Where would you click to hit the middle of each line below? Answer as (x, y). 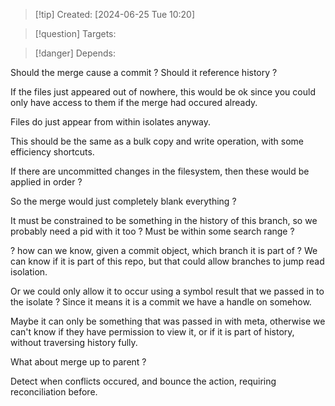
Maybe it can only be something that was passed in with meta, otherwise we (168, 321)
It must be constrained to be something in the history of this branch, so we (164, 220)
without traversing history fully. (74, 342)
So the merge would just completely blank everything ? (123, 201)
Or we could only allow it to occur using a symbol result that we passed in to (167, 291)
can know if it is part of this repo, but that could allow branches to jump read (167, 261)
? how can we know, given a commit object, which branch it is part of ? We (164, 250)
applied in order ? (46, 182)
